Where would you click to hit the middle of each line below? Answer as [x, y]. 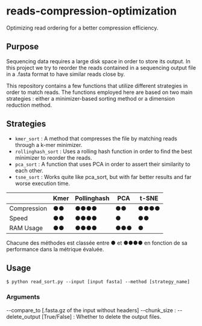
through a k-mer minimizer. [49, 145]
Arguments [23, 297]
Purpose [23, 47]
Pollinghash [92, 198]
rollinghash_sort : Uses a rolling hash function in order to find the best [103, 151]
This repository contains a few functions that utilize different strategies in [97, 86]
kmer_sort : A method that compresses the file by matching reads [96, 138]
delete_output [23, 316]
